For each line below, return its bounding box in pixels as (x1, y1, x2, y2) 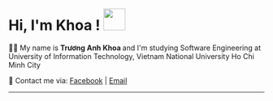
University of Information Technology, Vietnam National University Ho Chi (8, 51, 254, 61)
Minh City (8, 60, 41, 69)
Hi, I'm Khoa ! (8, 16, 101, 35)
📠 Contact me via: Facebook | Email (8, 75, 128, 85)
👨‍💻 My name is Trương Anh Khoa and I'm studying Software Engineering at (8, 43, 262, 53)
